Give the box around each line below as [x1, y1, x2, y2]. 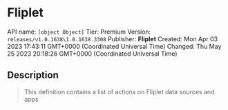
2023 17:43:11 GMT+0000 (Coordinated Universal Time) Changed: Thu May [7, 42, 222, 50]
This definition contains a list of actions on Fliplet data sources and [23, 87, 215, 96]
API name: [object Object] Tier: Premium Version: [7, 27, 151, 36]
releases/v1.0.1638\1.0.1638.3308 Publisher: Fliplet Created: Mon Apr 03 [7, 34, 218, 43]
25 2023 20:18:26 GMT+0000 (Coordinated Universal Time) [7, 49, 178, 58]
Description [7, 69, 59, 81]
